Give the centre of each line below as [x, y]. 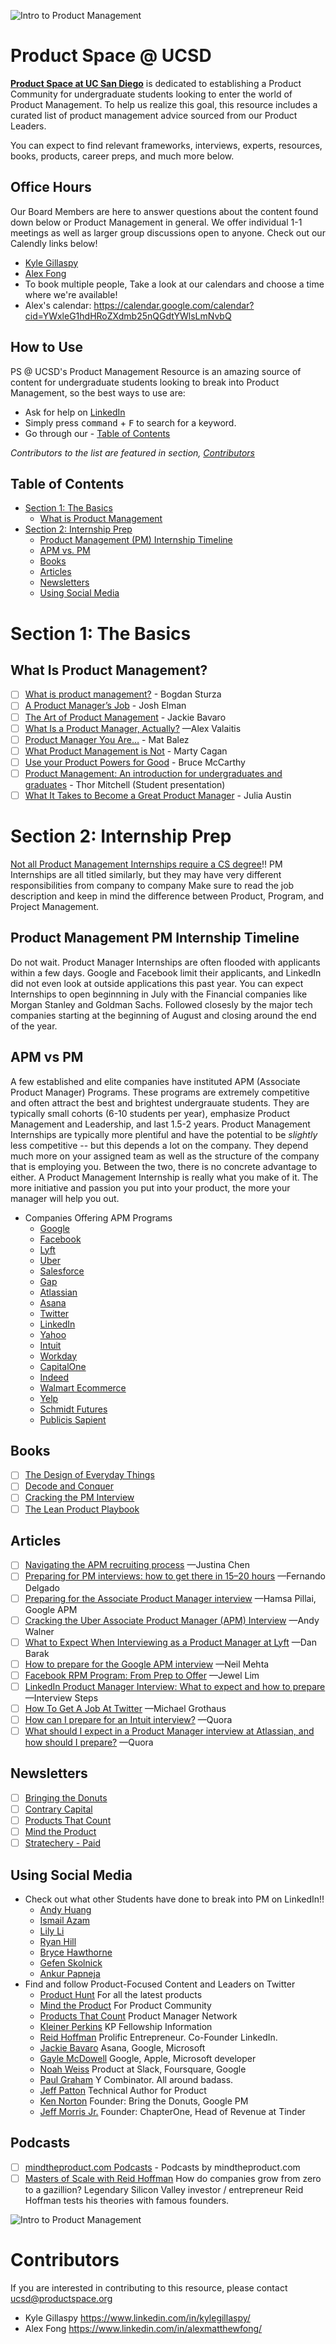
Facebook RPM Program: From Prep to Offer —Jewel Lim [142, 1675]
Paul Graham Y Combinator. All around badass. [136, 2079]
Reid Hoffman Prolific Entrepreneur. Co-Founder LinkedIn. [158, 2037]
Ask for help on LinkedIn [75, 412]
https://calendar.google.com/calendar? [174, 305]
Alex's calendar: [58, 305]
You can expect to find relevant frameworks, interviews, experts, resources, [166, 145]
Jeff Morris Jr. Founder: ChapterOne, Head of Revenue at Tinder [172, 2111]
